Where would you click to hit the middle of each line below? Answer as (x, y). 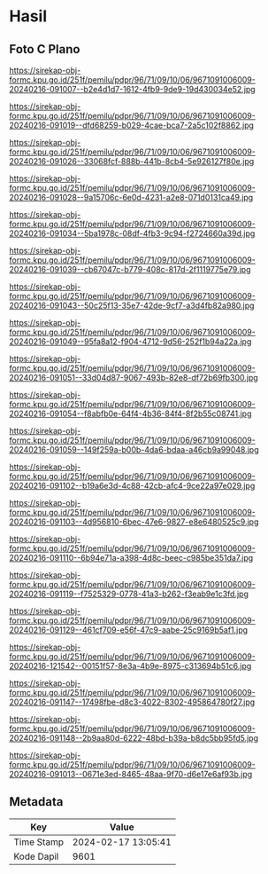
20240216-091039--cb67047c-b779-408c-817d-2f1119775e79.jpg (130, 269)
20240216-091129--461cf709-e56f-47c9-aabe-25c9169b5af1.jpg (129, 630)
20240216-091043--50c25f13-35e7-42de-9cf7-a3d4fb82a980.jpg (132, 305)
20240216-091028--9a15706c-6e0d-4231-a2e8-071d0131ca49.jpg (131, 197)
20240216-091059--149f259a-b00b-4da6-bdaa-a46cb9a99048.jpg (134, 449)
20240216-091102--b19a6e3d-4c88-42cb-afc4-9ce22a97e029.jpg (132, 486)
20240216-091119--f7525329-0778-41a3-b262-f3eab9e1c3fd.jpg (129, 594)
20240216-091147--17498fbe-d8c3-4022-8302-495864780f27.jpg (132, 702)
